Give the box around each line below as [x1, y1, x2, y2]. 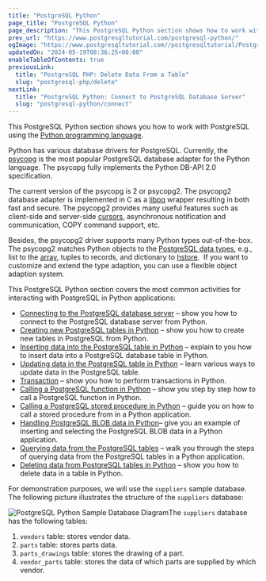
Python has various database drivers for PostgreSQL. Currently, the [8, 146, 228, 156]
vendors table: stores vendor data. [19, 532, 131, 541]
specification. [8, 171, 53, 181]
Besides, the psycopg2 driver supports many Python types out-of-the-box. [8, 236, 253, 245]
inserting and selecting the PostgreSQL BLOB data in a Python [19, 426, 223, 437]
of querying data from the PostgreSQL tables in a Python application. [19, 452, 245, 461]
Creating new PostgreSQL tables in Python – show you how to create [19, 325, 245, 335]
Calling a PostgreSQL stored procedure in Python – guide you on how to [19, 402, 255, 411]
